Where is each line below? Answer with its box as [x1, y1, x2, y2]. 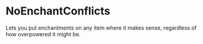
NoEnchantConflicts [5, 4, 111, 18]
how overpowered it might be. [5, 30, 81, 37]
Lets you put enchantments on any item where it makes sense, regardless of [5, 24, 197, 31]
